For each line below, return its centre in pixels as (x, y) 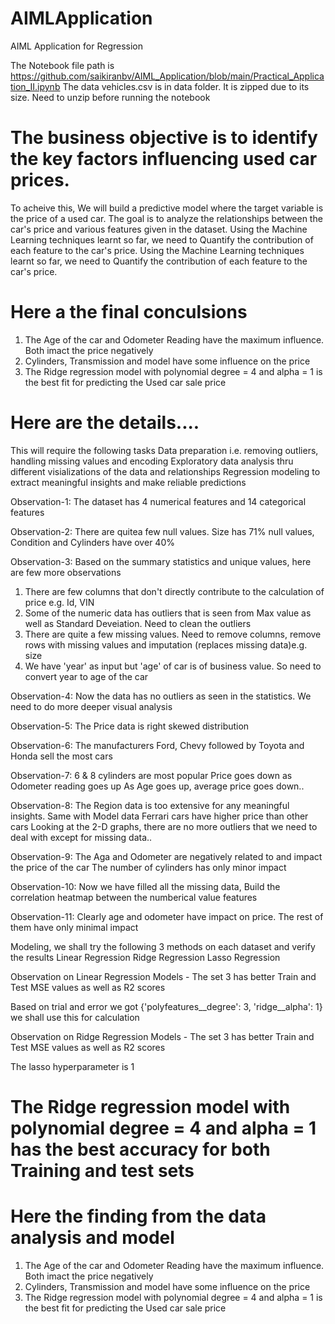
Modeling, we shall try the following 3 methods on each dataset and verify (163, 946)
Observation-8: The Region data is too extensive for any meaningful (150, 805)
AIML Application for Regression (77, 46)
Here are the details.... (105, 423)
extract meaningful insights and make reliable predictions (128, 482)
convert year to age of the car (86, 676)
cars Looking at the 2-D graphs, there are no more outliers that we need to (164, 826)
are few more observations (66, 572)
